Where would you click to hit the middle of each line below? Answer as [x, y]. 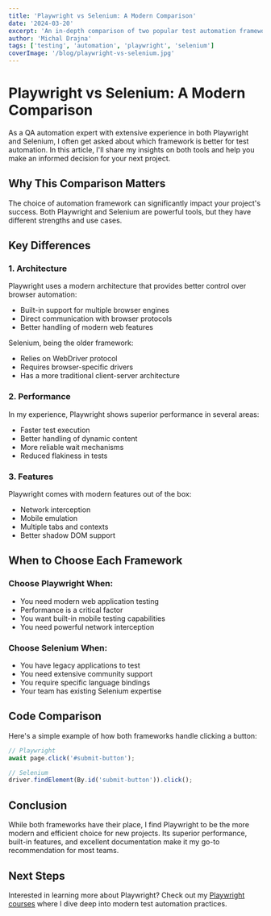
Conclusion [38, 805]
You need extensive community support [86, 674]
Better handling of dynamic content [79, 438]
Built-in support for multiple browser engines [94, 310]
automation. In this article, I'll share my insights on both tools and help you [131, 149]
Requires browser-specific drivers [77, 367]
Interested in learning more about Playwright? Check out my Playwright [127, 895]
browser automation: [43, 294]
